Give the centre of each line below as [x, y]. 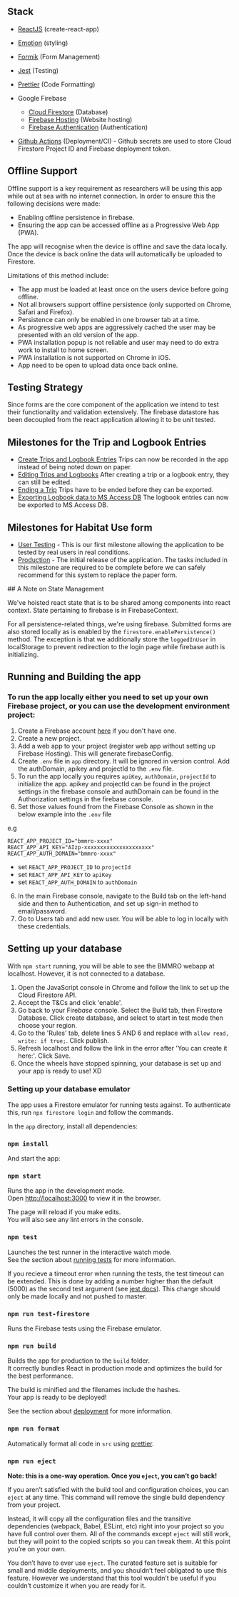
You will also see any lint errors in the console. [76, 1220]
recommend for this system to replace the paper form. [97, 575]
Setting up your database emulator [69, 1089]
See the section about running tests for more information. [92, 1259]
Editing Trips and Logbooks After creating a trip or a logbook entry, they [123, 475]
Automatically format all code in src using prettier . [81, 1443]
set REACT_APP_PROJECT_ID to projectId [74, 866]
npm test [22, 1237]
